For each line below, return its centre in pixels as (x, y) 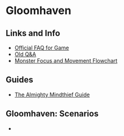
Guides (20, 80)
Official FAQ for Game (42, 48)
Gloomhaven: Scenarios (52, 114)
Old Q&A (25, 54)
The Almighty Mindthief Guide (52, 95)
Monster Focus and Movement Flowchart (66, 61)
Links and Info (33, 33)
